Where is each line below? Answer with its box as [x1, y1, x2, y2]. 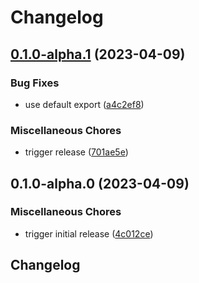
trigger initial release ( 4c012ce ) [24, 227, 154, 240]
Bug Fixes [10, 76, 60, 90]
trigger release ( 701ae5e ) [24, 146, 129, 158]
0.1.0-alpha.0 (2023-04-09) [10, 175, 190, 192]
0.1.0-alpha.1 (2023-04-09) [10, 46, 186, 63]
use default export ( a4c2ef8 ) [24, 98, 145, 110]
